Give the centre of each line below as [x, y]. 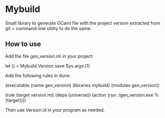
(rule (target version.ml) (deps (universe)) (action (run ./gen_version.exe [79, 95]
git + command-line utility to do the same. [48, 28]
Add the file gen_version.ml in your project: [49, 56]
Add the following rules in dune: [38, 75]
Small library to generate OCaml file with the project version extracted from [83, 23]
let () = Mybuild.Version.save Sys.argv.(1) [48, 65]
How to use [23, 44]
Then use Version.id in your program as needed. [55, 110]
